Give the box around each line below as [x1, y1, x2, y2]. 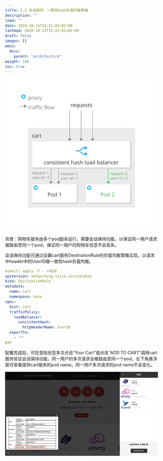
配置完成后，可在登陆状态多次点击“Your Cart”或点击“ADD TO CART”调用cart [5, 349, 158, 355]
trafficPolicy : [9, 310, 40, 314]
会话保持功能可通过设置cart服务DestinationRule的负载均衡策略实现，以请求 [5, 252, 155, 258]
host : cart [9, 304, 32, 309]
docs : [9, 49, 21, 53]
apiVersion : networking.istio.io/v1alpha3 [5, 274, 92, 279]
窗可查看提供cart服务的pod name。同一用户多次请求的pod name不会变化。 [5, 362, 155, 367]
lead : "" [5, 18, 23, 23]
